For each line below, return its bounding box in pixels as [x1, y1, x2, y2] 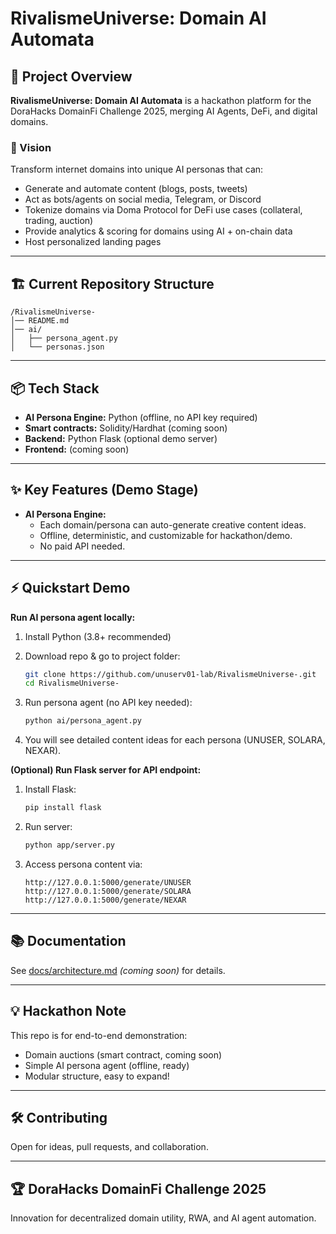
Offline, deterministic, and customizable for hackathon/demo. [39, 529, 293, 541]
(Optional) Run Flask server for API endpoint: [10, 764, 202, 776]
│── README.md [10, 316, 70, 326]
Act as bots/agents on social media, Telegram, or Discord [24, 193, 262, 206]
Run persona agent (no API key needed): [24, 697, 193, 709]
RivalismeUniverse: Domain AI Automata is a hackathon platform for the [10, 95, 312, 106]
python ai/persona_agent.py [24, 716, 142, 726]
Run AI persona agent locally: [10, 611, 136, 623]
